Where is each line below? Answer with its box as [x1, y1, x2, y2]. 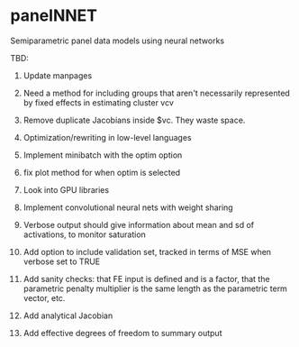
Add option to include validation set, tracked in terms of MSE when [23, 246, 272, 257]
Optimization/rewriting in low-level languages [23, 132, 192, 142]
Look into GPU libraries [23, 184, 110, 195]
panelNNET [10, 5, 98, 26]
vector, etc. [23, 292, 66, 303]
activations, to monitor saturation [23, 229, 147, 240]
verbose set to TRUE [23, 256, 101, 267]
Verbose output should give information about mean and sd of [23, 219, 255, 230]
